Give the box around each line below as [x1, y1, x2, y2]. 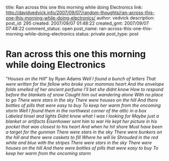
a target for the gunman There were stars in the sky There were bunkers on [6, 129, 162, 135]
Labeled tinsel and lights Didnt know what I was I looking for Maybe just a [6, 113, 159, 119]
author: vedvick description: [96, 15, 155, 21]
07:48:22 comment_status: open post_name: [6, 26, 98, 32]
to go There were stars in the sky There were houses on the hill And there [6, 97, 158, 103]
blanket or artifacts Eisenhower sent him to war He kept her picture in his [6, 118, 157, 124]
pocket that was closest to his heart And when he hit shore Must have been [6, 123, 163, 129]
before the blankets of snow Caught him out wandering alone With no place [6, 91, 163, 97]
